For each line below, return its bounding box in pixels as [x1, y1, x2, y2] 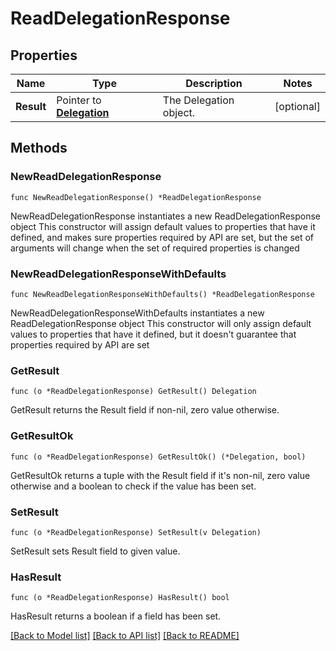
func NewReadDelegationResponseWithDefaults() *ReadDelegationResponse [10, 289, 315, 299]
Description [185, 77, 243, 90]
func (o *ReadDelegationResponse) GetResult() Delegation [10, 387, 257, 397]
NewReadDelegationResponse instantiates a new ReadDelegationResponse [10, 210, 321, 222]
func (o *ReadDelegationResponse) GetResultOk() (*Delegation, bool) [10, 452, 307, 462]
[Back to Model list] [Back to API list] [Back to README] [10, 630, 240, 642]
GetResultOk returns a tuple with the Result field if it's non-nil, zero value [10, 469, 311, 481]
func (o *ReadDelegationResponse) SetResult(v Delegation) [10, 527, 262, 537]
